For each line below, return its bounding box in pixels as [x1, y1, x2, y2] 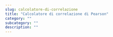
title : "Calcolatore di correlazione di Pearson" [5, 12, 109, 16]
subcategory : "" [5, 20, 38, 25]
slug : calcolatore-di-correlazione [5, 7, 78, 12]
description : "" [5, 25, 38, 30]
